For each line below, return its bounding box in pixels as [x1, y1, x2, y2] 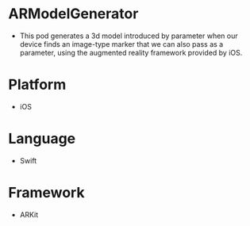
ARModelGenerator [8, 5, 139, 23]
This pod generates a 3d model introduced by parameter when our [19, 31, 238, 40]
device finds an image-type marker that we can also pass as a [19, 39, 224, 48]
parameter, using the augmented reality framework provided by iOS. [19, 48, 243, 57]
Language [8, 130, 76, 147]
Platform [8, 76, 67, 94]
